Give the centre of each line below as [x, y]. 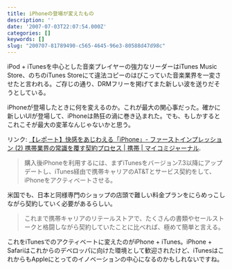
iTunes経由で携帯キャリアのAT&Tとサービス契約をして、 [135, 171]
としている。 [31, 92]
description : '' [30, 20]
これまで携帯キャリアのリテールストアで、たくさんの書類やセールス [121, 218]
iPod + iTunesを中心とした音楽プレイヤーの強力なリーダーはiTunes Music [112, 66]
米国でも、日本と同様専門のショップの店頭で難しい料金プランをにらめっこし [116, 195]
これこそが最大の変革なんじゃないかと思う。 [71, 125]
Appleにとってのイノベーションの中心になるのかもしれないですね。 [127, 259]
